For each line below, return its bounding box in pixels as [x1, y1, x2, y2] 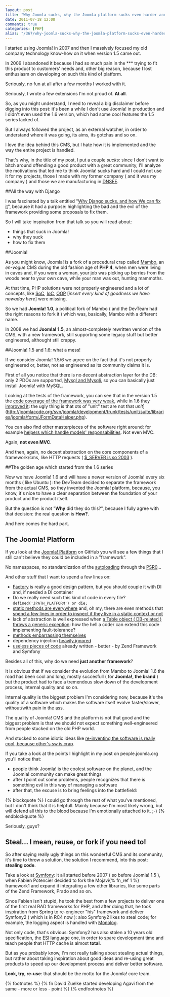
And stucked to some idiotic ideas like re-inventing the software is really [5, 735, 156, 741]
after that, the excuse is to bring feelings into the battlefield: [12, 787, 138, 793]
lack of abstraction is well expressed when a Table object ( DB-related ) [12, 616, 162, 622]
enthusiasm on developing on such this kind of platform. [5, 71, 122, 77]
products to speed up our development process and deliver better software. [5, 960, 163, 967]
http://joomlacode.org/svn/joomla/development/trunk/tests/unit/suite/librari [7, 409, 164, 415]
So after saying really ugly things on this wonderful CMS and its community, [5, 851, 163, 857]
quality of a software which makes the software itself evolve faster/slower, [5, 699, 160, 705]
